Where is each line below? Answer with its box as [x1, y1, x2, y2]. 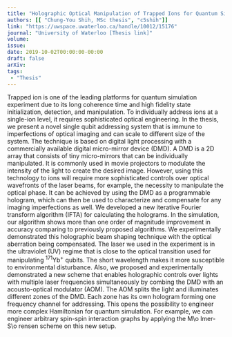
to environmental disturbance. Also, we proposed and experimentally [7, 263, 204, 271]
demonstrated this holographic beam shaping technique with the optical [7, 233, 212, 241]
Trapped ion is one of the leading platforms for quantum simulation [7, 93, 197, 102]
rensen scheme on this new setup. [18, 322, 117, 330]
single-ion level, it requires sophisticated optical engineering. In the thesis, [7, 115, 219, 124]
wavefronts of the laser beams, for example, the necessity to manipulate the [7, 181, 224, 190]
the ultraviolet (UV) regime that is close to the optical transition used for [7, 247, 211, 256]
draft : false [7, 55, 45, 62]
